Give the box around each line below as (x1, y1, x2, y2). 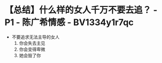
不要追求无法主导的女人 (11, 34, 60, 40)
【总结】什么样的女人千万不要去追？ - (4, 4, 158, 16)
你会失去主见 (19, 40, 45, 46)
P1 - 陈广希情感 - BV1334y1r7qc (4, 17, 134, 28)
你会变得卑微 (19, 46, 45, 52)
